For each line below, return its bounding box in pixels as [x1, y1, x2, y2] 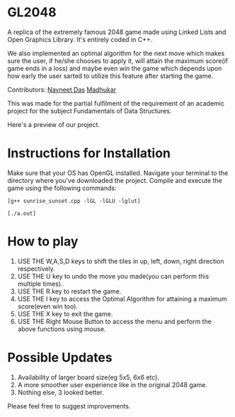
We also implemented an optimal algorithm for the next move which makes [7, 49, 225, 57]
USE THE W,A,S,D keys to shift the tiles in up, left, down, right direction [17, 257, 224, 265]
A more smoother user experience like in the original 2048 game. [17, 380, 207, 389]
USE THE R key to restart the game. [17, 287, 122, 295]
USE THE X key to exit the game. [17, 309, 113, 318]
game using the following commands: [7, 184, 117, 192]
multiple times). [17, 279, 63, 288]
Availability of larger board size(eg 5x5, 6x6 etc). [17, 373, 159, 382]
